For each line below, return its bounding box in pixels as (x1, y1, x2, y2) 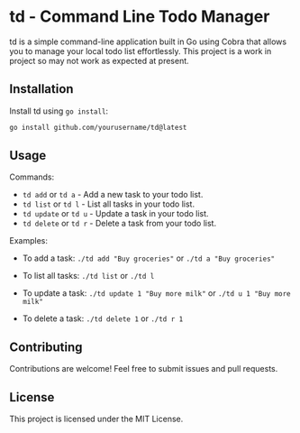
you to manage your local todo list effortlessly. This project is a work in (9, 45, 272, 56)
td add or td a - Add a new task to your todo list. (22, 189, 204, 200)
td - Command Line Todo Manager (9, 6, 270, 27)
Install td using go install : (9, 106, 109, 116)
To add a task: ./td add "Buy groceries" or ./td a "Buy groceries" (22, 253, 276, 263)
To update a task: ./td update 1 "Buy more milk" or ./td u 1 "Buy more (22, 288, 291, 299)
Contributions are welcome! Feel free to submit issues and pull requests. (9, 364, 278, 374)
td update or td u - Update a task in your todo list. (22, 208, 209, 219)
